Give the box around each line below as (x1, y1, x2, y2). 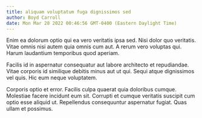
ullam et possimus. (6, 105, 53, 113)
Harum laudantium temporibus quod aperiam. (6, 50, 120, 57)
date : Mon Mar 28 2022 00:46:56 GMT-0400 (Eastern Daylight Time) (6, 20, 177, 26)
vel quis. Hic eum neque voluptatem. (6, 74, 98, 82)
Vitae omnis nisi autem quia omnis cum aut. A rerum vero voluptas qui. (6, 43, 182, 50)
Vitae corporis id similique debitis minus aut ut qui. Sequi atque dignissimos (6, 68, 195, 75)
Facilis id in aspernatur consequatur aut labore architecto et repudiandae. (6, 61, 189, 68)
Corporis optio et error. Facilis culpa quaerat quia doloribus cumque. (6, 86, 177, 93)
